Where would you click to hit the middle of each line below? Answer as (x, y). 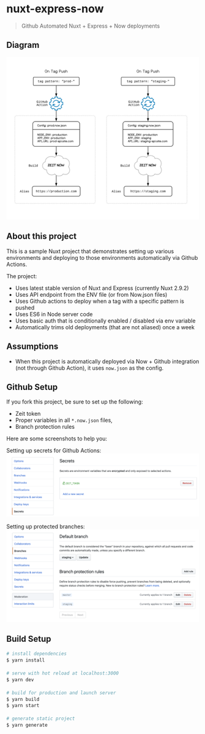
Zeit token (28, 414)
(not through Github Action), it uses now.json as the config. (89, 368)
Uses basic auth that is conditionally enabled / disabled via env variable (105, 321)
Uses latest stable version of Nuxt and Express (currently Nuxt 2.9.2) (102, 288)
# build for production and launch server (61, 693)
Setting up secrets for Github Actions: (54, 451)
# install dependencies (37, 654)
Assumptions (32, 347)
